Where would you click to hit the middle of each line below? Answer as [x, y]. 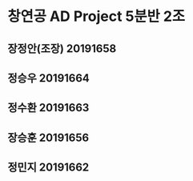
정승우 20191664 [48, 78]
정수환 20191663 [48, 108]
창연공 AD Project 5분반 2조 [96, 16]
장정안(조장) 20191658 [62, 48]
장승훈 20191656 [48, 137]
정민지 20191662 [48, 168]
